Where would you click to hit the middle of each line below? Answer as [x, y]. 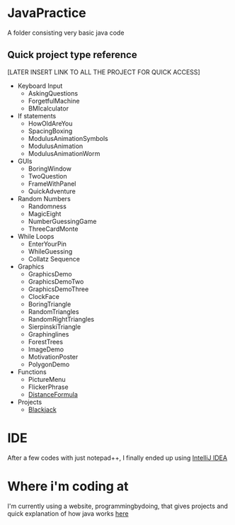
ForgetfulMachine [54, 101]
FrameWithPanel [52, 184]
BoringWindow [50, 169]
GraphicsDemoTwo [56, 281]
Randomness [47, 206]
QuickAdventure [52, 191]
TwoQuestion [47, 176]
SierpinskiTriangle [55, 327]
